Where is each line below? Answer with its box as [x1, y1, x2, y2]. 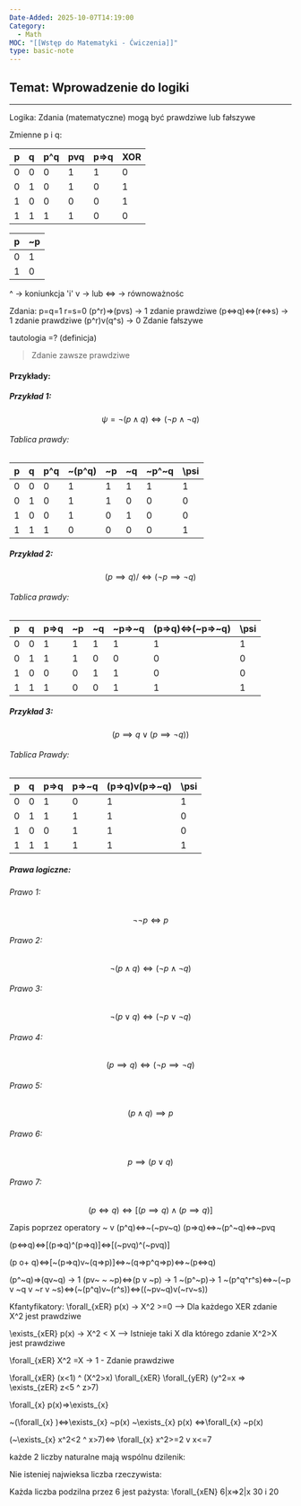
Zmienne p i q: [9, 129, 63, 140]
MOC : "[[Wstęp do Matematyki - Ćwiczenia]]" [9, 38, 178, 48]
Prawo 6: [9, 1128, 43, 1140]
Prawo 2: [9, 935, 43, 946]
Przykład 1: [9, 391, 52, 402]
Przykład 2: [9, 548, 54, 559]
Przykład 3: [9, 706, 54, 717]
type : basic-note [9, 47, 74, 56]
